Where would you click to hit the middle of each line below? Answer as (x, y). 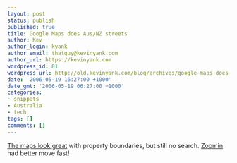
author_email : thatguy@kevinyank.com (63, 54)
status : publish (31, 20)
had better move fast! (38, 153)
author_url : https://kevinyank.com (60, 60)
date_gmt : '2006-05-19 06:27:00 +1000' (66, 86)
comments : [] (26, 125)
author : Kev (25, 40)
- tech (17, 112)
